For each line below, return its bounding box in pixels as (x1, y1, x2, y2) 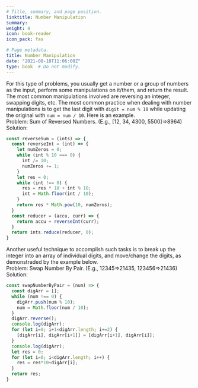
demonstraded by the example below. (6, 258, 98, 266)
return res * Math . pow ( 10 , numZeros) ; (17, 202, 113, 208)
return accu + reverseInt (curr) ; (17, 218, 100, 225)
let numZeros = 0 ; (17, 147, 62, 153)
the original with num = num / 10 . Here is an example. (6, 111, 135, 119)
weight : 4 (6, 25, 31, 31)
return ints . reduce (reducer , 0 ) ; (11, 229, 94, 235)
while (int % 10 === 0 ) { (17, 152, 81, 158)
